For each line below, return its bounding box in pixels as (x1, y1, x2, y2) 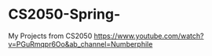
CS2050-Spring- (8, 5, 121, 23)
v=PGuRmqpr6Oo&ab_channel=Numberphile (8, 39, 153, 48)
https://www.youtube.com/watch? (93, 31, 204, 40)
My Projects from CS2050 (8, 31, 93, 40)
